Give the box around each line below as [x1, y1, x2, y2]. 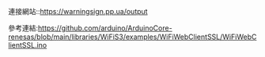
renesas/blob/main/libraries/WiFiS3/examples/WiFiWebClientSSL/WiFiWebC [8, 32, 257, 41]
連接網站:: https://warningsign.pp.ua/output [8, 7, 148, 16]
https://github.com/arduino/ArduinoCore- [38, 23, 172, 33]
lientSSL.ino [8, 41, 47, 49]
